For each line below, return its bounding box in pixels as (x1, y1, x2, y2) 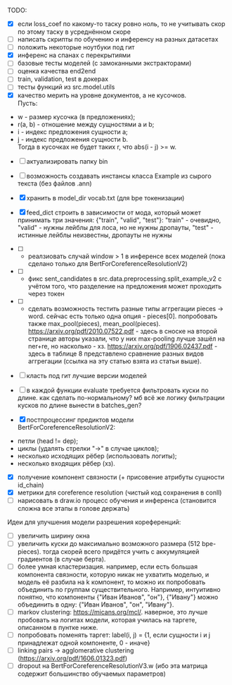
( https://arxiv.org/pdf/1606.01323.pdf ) (17, 654, 128, 662)
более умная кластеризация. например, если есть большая (17, 562, 198, 571)
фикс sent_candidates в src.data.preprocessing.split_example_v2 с (27, 274, 222, 283)
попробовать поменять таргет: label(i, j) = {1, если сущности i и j (17, 631, 211, 639)
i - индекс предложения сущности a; (17, 127, 128, 136)
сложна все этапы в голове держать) (17, 504, 130, 512)
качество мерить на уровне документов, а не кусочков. (17, 91, 187, 99)
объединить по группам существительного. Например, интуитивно (17, 585, 221, 593)
